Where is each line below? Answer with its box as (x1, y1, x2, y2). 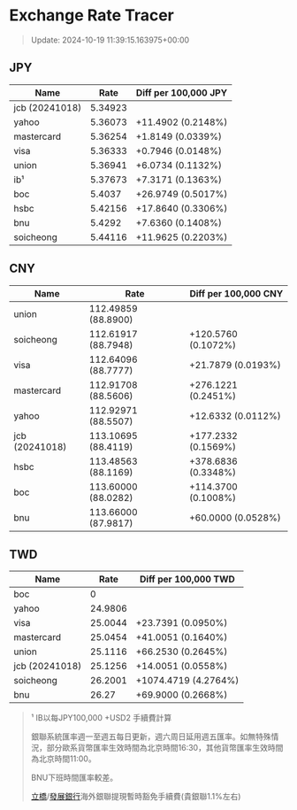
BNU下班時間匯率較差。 (30, 772, 118, 783)
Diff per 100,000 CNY (189, 287, 284, 299)
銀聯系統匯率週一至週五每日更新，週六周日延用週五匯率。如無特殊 (30, 731, 271, 742)
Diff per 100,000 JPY (135, 86, 228, 98)
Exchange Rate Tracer (9, 5, 175, 26)
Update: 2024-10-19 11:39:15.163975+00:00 (30, 35, 190, 45)
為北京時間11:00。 (30, 753, 96, 764)
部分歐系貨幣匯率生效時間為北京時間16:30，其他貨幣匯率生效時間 (46, 743, 284, 753)
